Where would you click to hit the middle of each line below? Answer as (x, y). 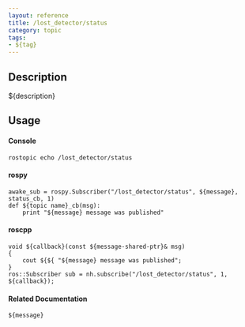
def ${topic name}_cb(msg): (55, 205)
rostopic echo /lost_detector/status (70, 158)
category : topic (35, 30)
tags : (17, 38)
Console (23, 141)
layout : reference (38, 15)
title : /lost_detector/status (58, 23)
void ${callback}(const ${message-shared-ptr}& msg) (97, 246)
